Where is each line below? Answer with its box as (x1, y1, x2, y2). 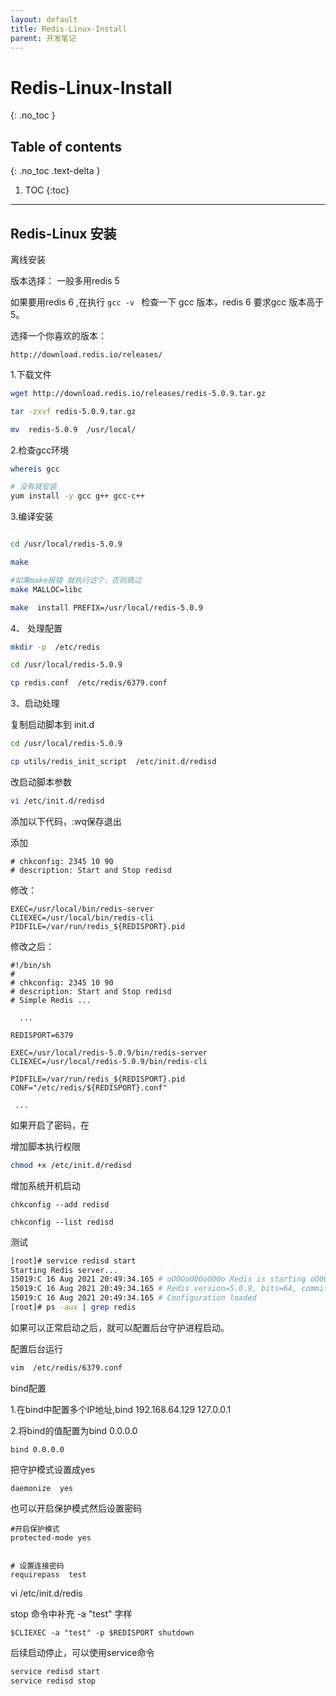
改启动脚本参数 (10, 776, 72, 788)
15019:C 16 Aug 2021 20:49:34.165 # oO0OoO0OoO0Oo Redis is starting (10, 1274, 307, 1285)
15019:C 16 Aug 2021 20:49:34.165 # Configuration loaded (10, 1293, 257, 1303)
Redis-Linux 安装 (10, 225, 117, 242)
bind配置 (10, 1382, 47, 1394)
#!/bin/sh (10, 960, 52, 970)
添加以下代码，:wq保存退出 (10, 815, 122, 827)
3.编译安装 (10, 511, 54, 523)
